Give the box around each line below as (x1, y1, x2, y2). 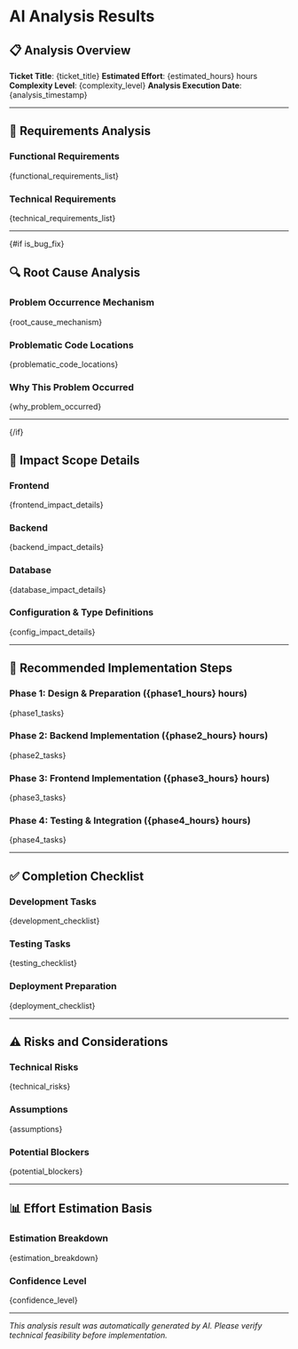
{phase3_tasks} (9, 793, 67, 803)
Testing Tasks (9, 938, 71, 950)
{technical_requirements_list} (9, 212, 116, 223)
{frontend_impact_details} (9, 499, 104, 510)
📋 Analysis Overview (9, 43, 131, 58)
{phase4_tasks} (9, 834, 67, 845)
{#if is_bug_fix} (9, 238, 65, 249)
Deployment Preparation (9, 980, 117, 993)
